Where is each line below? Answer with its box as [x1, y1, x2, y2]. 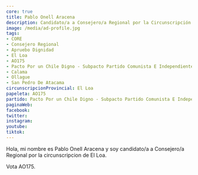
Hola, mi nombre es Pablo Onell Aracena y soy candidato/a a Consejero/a [6, 145, 184, 152]
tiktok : [6, 129, 25, 136]
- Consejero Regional [6, 42, 60, 48]
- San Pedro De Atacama [6, 80, 65, 86]
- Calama [6, 69, 28, 75]
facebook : [6, 107, 31, 113]
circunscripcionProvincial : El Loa [6, 85, 94, 91]
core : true [6, 8, 33, 15]
